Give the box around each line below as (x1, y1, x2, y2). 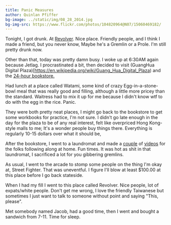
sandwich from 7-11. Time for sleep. (5, 214, 81, 220)
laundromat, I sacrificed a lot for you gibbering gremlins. (5, 151, 124, 157)
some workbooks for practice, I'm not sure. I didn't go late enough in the (5, 115, 158, 121)
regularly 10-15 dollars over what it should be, (5, 131, 101, 137)
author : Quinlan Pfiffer (5, 12, 58, 17)
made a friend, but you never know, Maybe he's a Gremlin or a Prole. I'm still (5, 41, 166, 48)
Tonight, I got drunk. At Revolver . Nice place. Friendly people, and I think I (5, 36, 160, 42)
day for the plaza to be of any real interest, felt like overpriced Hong (5, 120, 148, 126)
